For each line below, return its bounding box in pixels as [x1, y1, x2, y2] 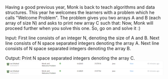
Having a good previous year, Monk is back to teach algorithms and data [5, 4, 155, 10]
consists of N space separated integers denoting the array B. [5, 46, 131, 51]
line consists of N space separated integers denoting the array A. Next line [5, 40, 159, 46]
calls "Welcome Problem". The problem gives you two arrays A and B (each [5, 15, 161, 20]
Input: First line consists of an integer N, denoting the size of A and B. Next [5, 35, 159, 41]
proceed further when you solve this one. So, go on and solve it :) [5, 25, 141, 31]
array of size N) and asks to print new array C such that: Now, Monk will [5, 20, 154, 26]
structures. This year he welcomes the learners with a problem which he [5, 9, 154, 15]
